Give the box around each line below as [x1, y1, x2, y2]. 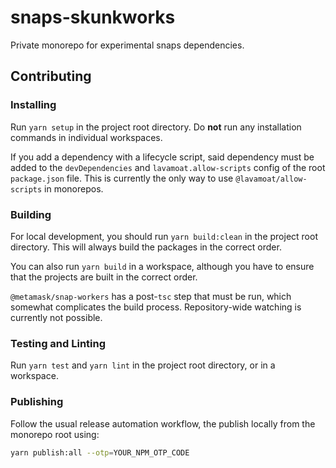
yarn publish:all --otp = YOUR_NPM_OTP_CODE [10, 447, 190, 458]
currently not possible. [10, 311, 103, 323]
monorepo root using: [10, 428, 100, 440]
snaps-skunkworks [10, 6, 176, 29]
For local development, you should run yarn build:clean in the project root [10, 230, 318, 242]
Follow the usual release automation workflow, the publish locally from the [10, 417, 316, 430]
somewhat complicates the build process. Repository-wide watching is [10, 301, 302, 313]
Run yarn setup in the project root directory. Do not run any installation [10, 121, 302, 133]
